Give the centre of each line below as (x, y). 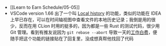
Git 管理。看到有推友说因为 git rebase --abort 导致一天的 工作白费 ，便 (84, 32)
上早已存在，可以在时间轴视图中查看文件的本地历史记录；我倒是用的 (80, 19)
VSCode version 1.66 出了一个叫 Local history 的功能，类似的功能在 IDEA (86, 13)
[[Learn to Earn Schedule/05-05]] (45, 7)
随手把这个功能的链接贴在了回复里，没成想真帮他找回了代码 (72, 38)
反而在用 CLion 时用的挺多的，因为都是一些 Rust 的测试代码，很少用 (89, 26)
